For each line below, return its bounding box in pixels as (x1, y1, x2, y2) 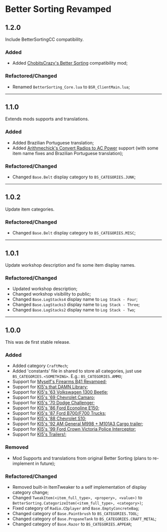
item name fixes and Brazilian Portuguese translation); (12, 150, 123, 156)
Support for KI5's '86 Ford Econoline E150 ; (12, 405, 100, 411)
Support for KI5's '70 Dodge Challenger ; (12, 400, 95, 406)
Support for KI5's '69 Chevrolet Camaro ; (12, 394, 95, 400)
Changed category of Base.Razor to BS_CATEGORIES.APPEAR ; (12, 521, 132, 527)
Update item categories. (5, 206, 55, 212)
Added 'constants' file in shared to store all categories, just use (12, 368, 142, 374)
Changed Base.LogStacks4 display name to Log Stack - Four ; (12, 297, 138, 303)
